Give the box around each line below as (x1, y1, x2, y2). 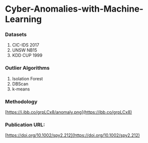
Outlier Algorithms (5, 65, 50, 71)
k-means (12, 86, 30, 92)
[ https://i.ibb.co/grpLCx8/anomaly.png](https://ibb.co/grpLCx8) (5, 109, 132, 115)
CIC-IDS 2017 (12, 42, 40, 48)
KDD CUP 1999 (12, 53, 43, 58)
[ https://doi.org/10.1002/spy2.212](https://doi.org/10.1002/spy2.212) (5, 132, 140, 138)
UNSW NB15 (12, 47, 37, 53)
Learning (5, 14, 42, 25)
